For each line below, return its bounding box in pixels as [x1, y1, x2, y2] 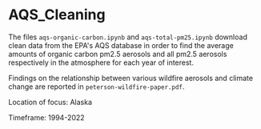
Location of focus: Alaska [8, 97, 93, 107]
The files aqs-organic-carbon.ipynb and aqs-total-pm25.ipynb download [8, 32, 248, 42]
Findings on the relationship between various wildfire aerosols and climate [8, 73, 254, 83]
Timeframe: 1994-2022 [8, 112, 86, 122]
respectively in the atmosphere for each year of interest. [8, 58, 195, 67]
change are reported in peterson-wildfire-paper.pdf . [8, 82, 185, 91]
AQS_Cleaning [8, 6, 106, 24]
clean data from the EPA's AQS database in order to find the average [8, 40, 234, 50]
